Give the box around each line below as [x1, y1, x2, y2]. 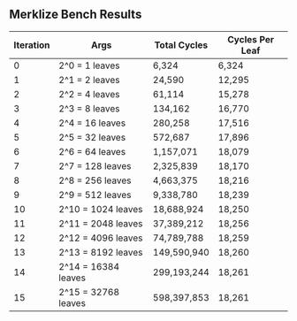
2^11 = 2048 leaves [58, 217, 143, 229]
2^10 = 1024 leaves [58, 203, 143, 215]
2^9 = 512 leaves [58, 188, 132, 201]
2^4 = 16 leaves [58, 117, 126, 129]
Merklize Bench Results [9, 7, 142, 22]
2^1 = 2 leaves [58, 73, 121, 86]
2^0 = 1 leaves [58, 59, 121, 72]
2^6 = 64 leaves [58, 145, 126, 157]
